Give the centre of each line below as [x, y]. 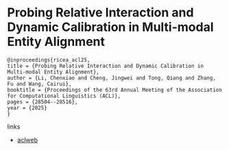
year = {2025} [27, 108]
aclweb [27, 140]
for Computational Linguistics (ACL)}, [64, 96]
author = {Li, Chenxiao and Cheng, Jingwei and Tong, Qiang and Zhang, [111, 78]
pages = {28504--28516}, [43, 102]
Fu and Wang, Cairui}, [39, 84]
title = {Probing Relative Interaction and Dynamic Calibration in [106, 66]
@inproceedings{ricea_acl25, [49, 60]
